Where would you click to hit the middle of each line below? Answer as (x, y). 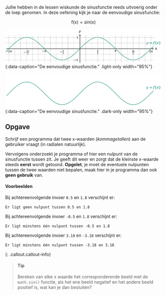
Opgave (18, 127)
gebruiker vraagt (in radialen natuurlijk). (46, 144)
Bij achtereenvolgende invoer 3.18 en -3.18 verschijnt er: (63, 235)
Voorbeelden (19, 187)
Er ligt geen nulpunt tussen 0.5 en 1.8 (48, 207)
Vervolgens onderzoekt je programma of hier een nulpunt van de (72, 154)
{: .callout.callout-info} (28, 254)
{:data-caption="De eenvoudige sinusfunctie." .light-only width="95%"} (79, 67)
